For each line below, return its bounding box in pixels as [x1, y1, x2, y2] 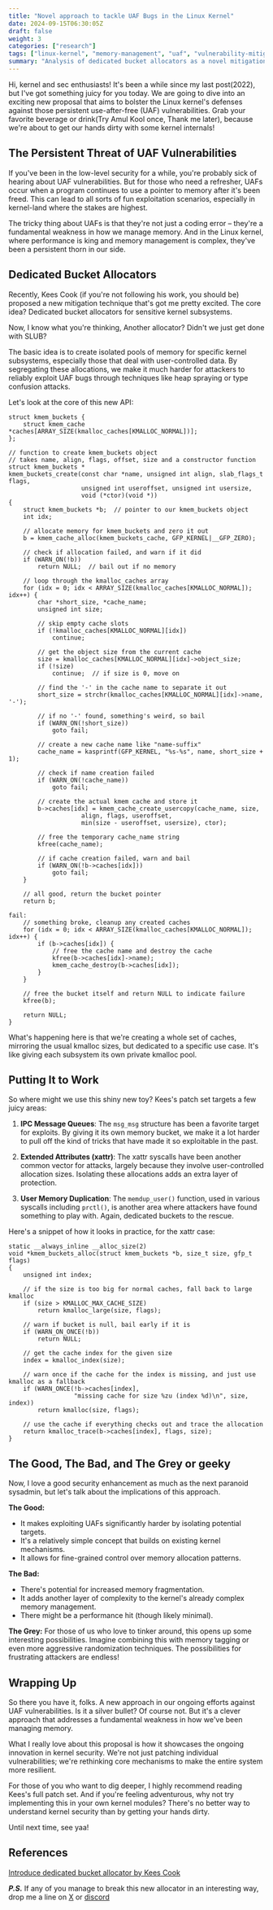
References [8, 1846, 68, 1860]
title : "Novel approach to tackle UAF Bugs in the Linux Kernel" [8, 11, 234, 20]
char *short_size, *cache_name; [37, 598, 148, 606]
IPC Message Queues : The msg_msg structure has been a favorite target [19, 1119, 260, 1129]
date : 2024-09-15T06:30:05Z [8, 20, 104, 28]
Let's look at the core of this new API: [8, 397, 134, 407]
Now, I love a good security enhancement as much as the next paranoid [8, 1478, 249, 1489]
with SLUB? [8, 331, 47, 341]
